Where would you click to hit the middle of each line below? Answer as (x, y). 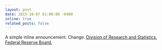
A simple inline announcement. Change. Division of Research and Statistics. (81, 37)
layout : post (18, 10)
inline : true (18, 19)
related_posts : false (27, 23)
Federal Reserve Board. (29, 43)
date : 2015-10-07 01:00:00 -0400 (39, 14)
